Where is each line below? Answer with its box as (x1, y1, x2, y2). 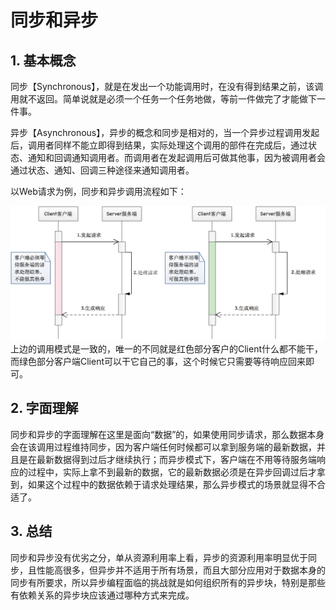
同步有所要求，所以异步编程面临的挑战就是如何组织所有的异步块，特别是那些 (10, 576, 326, 588)
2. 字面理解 (10, 400, 79, 417)
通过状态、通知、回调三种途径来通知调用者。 (10, 164, 195, 176)
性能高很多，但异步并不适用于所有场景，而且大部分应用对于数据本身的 (36, 564, 326, 576)
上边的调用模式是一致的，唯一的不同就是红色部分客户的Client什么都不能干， (10, 343, 324, 355)
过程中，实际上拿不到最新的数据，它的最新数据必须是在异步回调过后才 (27, 466, 317, 478)
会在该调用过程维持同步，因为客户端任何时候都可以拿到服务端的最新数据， (10, 441, 317, 453)
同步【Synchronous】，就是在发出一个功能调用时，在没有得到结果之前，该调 (10, 81, 324, 92)
